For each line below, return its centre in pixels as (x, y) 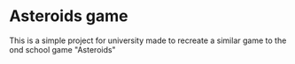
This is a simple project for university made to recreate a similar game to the (148, 40)
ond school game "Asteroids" (63, 49)
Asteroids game (69, 16)
